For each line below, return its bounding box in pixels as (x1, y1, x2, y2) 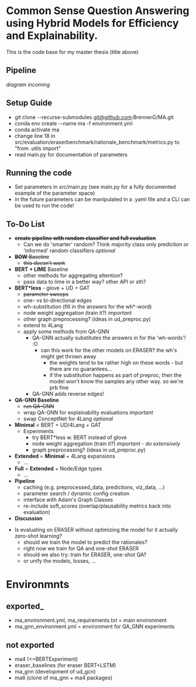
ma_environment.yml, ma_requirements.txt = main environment (14, 617, 167, 624)
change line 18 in (14, 132, 56, 139)
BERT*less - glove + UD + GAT (14, 284, 90, 291)
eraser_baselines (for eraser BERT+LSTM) (14, 662, 116, 669)
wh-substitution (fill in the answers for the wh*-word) (23, 303, 152, 310)
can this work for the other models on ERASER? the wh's (40, 347, 177, 354)
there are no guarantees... (49, 365, 112, 373)
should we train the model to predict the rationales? (23, 539, 147, 546)
